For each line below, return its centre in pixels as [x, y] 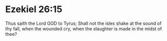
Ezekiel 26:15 [34, 9]
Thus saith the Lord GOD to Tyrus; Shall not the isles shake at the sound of [83, 23]
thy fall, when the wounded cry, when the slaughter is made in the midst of [83, 28]
